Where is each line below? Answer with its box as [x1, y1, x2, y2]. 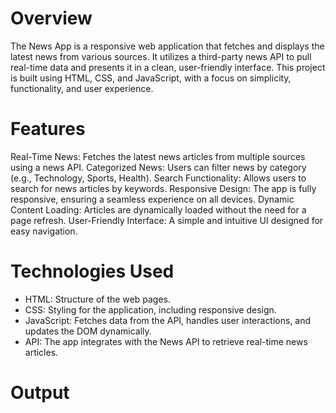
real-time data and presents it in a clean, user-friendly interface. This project [10, 61, 326, 73]
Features [10, 118, 86, 141]
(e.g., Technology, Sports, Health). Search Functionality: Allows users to [10, 172, 307, 184]
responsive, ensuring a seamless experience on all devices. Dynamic [10, 193, 295, 205]
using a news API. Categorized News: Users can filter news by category [10, 161, 307, 173]
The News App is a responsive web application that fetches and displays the [10, 40, 325, 52]
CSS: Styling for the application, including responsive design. [24, 303, 277, 316]
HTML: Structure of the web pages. [24, 293, 171, 305]
